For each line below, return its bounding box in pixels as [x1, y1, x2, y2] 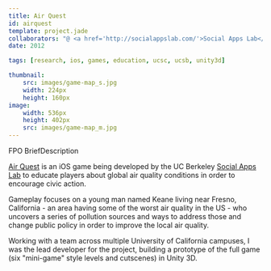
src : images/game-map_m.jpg [23, 124, 117, 132]
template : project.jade [8, 27, 89, 35]
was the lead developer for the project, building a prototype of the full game [8, 244, 261, 254]
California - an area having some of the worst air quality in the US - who [8, 203, 248, 213]
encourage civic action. [8, 179, 87, 188]
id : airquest [8, 19, 52, 28]
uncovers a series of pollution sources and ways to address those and [8, 212, 242, 221]
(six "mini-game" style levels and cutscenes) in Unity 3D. [8, 253, 198, 263]
